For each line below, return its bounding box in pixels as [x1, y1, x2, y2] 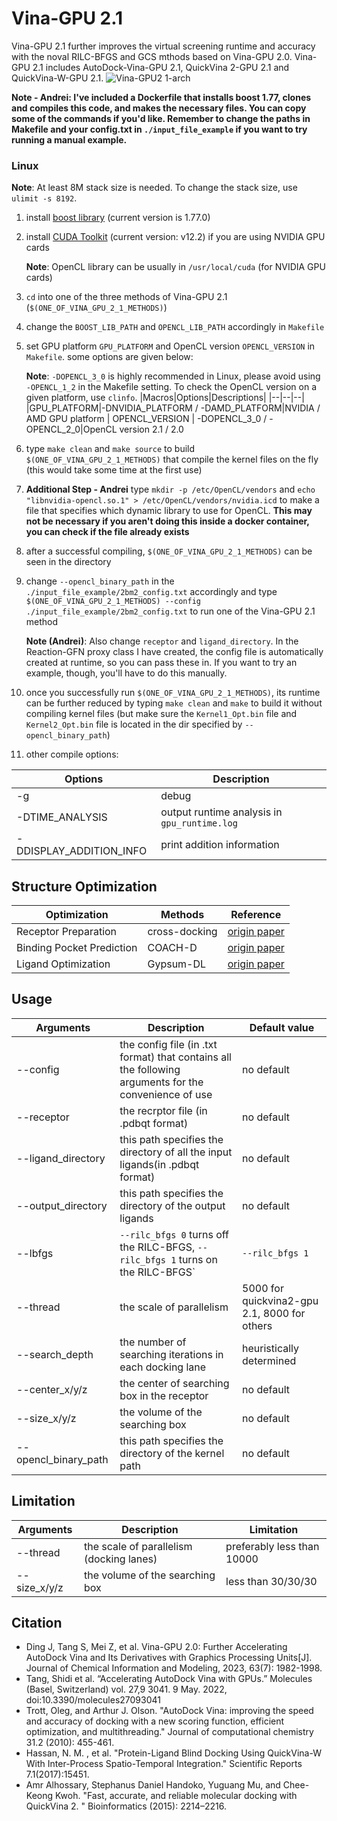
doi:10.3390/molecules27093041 [25, 1694, 161, 1706]
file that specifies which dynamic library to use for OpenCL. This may [25, 505, 313, 517]
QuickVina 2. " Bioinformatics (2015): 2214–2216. [25, 1800, 228, 1812]
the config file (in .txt [119, 1037, 218, 1051]
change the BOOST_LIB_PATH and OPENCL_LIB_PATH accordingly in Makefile [25, 321, 325, 333]
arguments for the [119, 1075, 204, 1089]
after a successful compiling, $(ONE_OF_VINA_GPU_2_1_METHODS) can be [25, 545, 313, 557]
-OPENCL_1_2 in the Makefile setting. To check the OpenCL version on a [25, 381, 318, 393]
